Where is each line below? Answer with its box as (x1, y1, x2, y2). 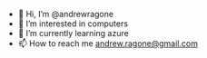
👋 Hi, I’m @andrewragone (17, 9, 114, 19)
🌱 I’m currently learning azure (17, 28, 129, 38)
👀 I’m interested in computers (17, 18, 129, 29)
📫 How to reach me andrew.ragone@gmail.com (17, 38, 198, 49)
